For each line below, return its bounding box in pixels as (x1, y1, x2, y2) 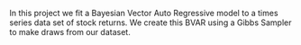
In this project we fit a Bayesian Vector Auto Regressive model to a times (9, 8, 278, 18)
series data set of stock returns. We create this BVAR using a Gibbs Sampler (9, 17, 292, 28)
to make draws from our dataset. (9, 27, 131, 37)
